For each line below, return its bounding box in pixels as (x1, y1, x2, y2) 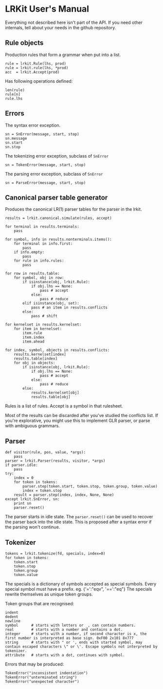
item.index (22, 335, 45, 340)
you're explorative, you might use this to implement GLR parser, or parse (5, 417, 150, 424)
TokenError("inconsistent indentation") (5, 671, 89, 675)
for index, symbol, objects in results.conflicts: (5, 348, 110, 353)
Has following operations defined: (5, 78, 73, 84)
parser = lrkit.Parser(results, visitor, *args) (5, 458, 106, 463)
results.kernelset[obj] (31, 390, 79, 395)
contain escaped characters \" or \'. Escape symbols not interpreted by (5, 644, 158, 649)
